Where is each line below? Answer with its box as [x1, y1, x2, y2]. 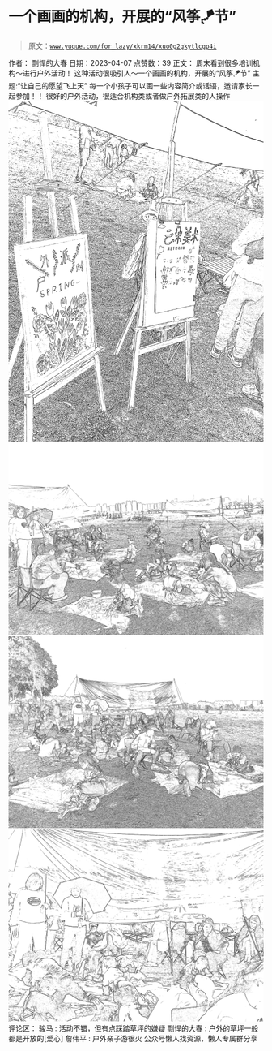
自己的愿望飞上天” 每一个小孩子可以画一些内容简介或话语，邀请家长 [27, 80, 253, 90]
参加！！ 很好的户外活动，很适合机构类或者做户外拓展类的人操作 [15, 91, 231, 101]
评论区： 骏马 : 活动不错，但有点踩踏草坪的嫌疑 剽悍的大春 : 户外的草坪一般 [8, 1023, 259, 1033]
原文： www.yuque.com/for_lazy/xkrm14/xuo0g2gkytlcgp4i [28, 41, 217, 50]
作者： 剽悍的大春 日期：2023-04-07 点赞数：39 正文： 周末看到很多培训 [8, 58, 253, 67]
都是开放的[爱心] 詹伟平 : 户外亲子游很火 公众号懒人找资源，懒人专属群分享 [8, 1033, 258, 1043]
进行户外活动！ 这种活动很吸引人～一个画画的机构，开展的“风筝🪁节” [22, 68, 251, 78]
